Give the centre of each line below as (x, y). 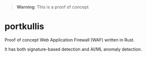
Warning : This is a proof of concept (52, 7)
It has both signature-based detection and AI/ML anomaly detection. (73, 49)
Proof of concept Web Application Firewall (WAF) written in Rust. (70, 40)
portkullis (24, 27)
